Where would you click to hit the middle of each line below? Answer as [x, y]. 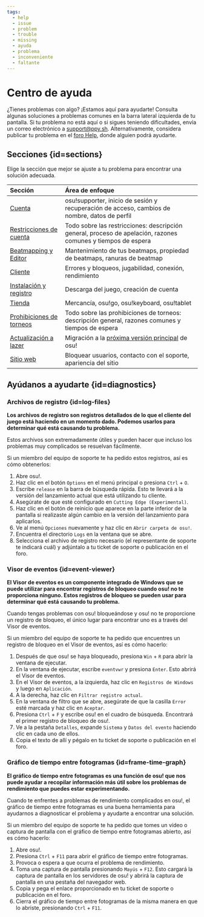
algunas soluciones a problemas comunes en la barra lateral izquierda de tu [101, 116]
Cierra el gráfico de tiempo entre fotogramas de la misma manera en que [107, 901]
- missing [25, 40]
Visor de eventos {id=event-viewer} [61, 569]
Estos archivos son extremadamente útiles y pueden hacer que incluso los [100, 439]
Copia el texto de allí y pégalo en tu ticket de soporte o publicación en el [106, 740]
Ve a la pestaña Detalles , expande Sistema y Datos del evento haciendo [106, 727]
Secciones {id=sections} [55, 154]
